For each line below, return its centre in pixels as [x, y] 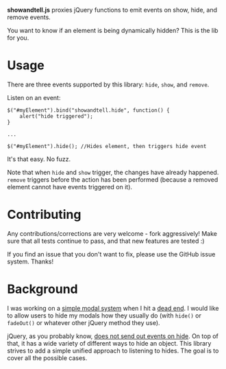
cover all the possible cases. [47, 358]
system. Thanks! [30, 261]
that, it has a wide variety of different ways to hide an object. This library [109, 343]
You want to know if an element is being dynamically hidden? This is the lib [113, 31]
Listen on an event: [34, 97]
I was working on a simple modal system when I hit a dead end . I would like [113, 308]
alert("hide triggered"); [56, 116]
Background [42, 289]
